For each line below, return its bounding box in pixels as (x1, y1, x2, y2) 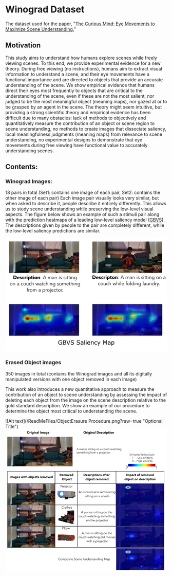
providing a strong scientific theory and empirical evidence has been (5, 109, 151, 115)
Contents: (5, 163, 38, 171)
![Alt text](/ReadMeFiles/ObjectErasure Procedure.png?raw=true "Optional (5, 418, 163, 424)
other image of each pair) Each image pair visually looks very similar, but (5, 195, 159, 201)
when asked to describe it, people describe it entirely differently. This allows (5, 201, 167, 207)
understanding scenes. (5, 148, 54, 154)
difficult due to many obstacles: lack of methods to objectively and (5, 115, 146, 121)
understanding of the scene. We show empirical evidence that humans (5, 82, 155, 88)
